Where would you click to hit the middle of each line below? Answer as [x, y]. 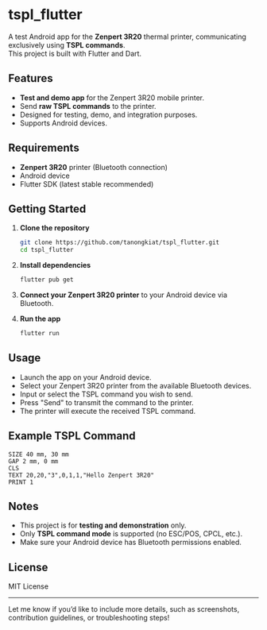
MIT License [29, 586]
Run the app [40, 319]
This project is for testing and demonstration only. [103, 525]
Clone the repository [54, 228]
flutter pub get [46, 280]
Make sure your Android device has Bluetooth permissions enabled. [131, 543]
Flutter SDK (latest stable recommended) [87, 184]
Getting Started [47, 209]
